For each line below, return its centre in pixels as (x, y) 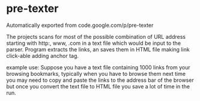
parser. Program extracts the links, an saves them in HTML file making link (98, 49)
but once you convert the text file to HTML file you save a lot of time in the (98, 86)
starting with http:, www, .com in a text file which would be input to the (94, 43)
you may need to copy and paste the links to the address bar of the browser (100, 80)
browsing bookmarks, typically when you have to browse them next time (96, 74)
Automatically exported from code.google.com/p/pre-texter (80, 25)
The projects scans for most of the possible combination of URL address (96, 36)
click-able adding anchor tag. (43, 56)
